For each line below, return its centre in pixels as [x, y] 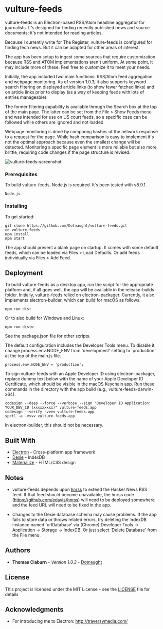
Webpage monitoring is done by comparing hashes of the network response [81, 131]
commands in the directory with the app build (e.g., [56, 389]
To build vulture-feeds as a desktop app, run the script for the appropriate [79, 285]
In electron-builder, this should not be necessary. [54, 425]
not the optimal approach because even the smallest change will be [73, 142]
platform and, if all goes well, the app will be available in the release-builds [80, 290]
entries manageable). [26, 97]
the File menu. [26, 535]
